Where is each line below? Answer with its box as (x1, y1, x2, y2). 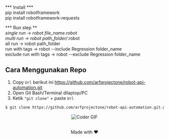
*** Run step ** (5, 25, 38, 31)
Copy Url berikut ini (12, 79, 54, 85)
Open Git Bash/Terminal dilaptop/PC (12, 90, 88, 96)
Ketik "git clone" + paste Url (12, 95, 74, 101)
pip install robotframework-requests (5, 15, 79, 21)
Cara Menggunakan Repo (5, 66, 87, 74)
